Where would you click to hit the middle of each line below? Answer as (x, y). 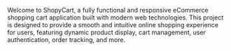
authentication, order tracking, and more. (66, 40)
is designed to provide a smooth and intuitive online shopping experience (113, 25)
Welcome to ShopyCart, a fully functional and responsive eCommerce (108, 10)
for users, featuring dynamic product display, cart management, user (107, 32)
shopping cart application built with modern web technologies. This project (115, 17)
